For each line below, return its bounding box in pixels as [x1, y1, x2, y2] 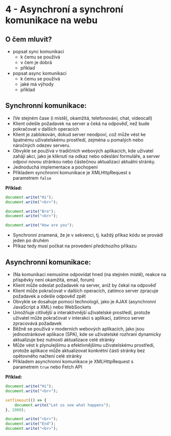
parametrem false [12, 175, 52, 181]
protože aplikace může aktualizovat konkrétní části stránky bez [12, 347, 145, 354]
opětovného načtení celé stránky [12, 353, 82, 359]
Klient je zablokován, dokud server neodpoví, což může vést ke [12, 131, 146, 137]
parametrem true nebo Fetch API [12, 364, 83, 370]
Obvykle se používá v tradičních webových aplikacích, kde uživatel [12, 148, 154, 154]
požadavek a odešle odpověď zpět [12, 293, 86, 299]
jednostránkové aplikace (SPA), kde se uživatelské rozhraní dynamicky [12, 331, 161, 337]
